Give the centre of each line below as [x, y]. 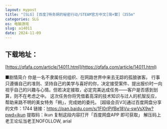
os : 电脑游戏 [17, 24]
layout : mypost [21, 10]
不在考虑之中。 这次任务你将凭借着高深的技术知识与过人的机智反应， [89, 96]
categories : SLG [22, 19]
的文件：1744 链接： [26, 108]
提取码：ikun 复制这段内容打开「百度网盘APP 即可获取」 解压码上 [94, 114]
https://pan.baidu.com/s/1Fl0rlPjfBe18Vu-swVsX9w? [100, 108]
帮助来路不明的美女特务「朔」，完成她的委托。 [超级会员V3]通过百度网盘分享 [83, 102]
